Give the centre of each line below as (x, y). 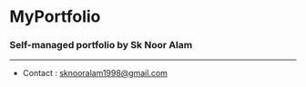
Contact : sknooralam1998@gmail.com (95, 73)
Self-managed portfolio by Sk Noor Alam (101, 45)
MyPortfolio (55, 17)
